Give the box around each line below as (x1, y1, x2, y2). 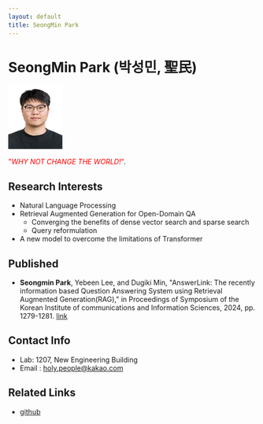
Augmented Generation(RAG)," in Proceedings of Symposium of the (19, 295, 239, 304)
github (19, 407, 41, 416)
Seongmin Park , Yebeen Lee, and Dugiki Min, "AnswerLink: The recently (19, 278, 256, 287)
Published (8, 256, 59, 271)
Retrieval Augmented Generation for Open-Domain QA (19, 209, 196, 219)
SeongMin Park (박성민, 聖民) (8, 58, 198, 76)
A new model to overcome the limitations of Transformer (19, 234, 203, 244)
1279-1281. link (19, 312, 69, 321)
